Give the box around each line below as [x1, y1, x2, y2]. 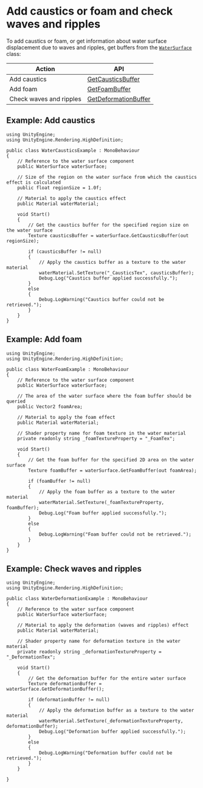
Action [35, 64, 56, 73]
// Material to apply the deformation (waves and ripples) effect [17, 622, 189, 629]
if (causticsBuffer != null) [28, 248, 102, 255]
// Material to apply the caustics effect [17, 195, 126, 201]
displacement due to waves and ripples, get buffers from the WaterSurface [6, 44, 192, 51]
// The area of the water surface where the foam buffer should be [17, 393, 191, 399]
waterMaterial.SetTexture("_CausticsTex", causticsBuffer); [38, 269, 194, 276]
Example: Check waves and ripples [6, 564, 142, 574]
